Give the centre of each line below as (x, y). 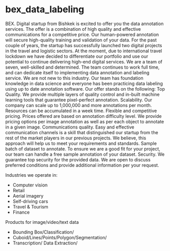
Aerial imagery (28, 196)
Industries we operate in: (31, 175)
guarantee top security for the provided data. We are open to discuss (78, 159)
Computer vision (30, 185)
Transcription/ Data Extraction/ (45, 243)
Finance (21, 212)
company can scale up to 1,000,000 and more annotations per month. (79, 105)
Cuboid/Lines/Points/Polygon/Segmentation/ (60, 237)
